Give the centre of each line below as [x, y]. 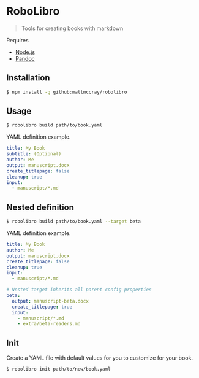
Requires [17, 40]
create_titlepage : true [42, 307]
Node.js [25, 52]
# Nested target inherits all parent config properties [79, 290]
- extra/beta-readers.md [49, 324]
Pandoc [25, 58]
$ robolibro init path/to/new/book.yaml [59, 369]
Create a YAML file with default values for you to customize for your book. [99, 358]
